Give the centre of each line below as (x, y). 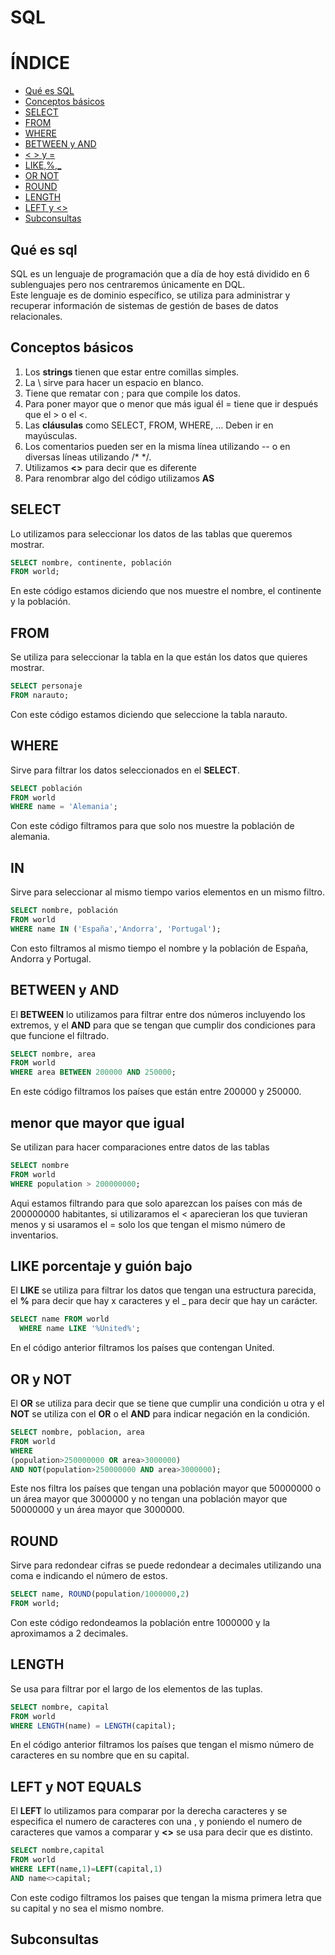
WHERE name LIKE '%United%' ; (80, 1329)
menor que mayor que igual (97, 1122)
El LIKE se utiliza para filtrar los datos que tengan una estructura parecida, (163, 1290)
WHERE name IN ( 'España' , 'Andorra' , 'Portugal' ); (116, 929)
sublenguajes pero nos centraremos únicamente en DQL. (128, 284)
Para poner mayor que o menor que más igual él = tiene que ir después (171, 403)
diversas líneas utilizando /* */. (88, 457)
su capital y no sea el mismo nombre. (87, 1908)
